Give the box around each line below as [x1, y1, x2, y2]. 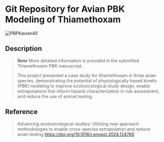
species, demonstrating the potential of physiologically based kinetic [17, 77, 158, 83]
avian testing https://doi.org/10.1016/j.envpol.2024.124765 [17, 131, 135, 137]
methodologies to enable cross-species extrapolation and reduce [17, 126, 151, 132]
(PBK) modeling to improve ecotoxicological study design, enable [17, 83, 151, 89]
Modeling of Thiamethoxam [5, 14, 121, 25]
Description [5, 44, 42, 53]
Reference [5, 107, 38, 116]
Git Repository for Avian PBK [5, 3, 125, 15]
